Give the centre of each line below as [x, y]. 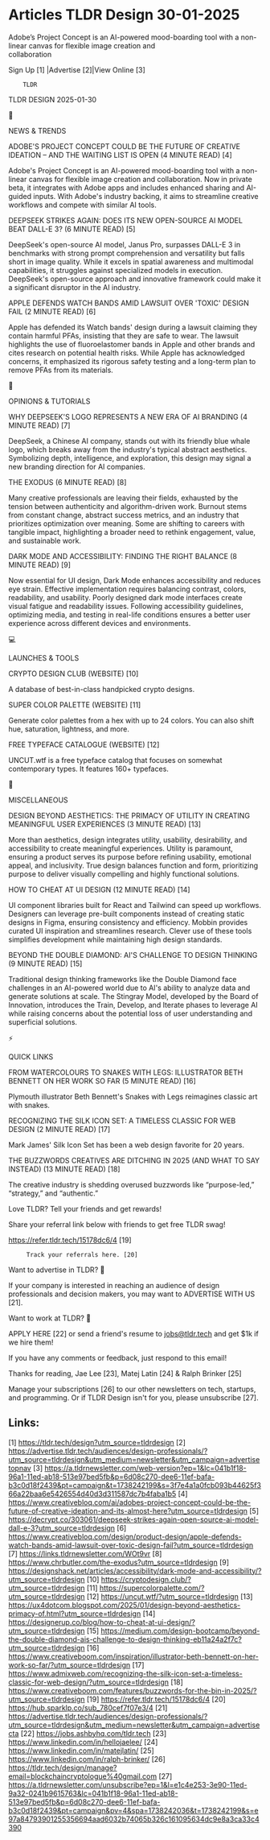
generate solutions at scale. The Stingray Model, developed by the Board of [133, 996]
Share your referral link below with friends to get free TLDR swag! [117, 1224]
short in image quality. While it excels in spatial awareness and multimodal [131, 261]
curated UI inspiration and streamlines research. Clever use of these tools [130, 930]
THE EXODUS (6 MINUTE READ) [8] [67, 482]
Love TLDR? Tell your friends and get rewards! [85, 1208]
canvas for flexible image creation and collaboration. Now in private [141, 179]
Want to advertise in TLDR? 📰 [57, 1270]
